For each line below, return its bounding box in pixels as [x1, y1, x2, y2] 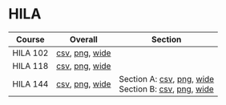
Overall [69, 34, 98, 45]
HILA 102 [12, 47, 49, 59]
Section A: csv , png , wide [119, 73, 215, 84]
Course [15, 34, 46, 45]
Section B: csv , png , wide [119, 83, 214, 95]
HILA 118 [12, 60, 49, 71]
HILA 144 [12, 78, 49, 89]
